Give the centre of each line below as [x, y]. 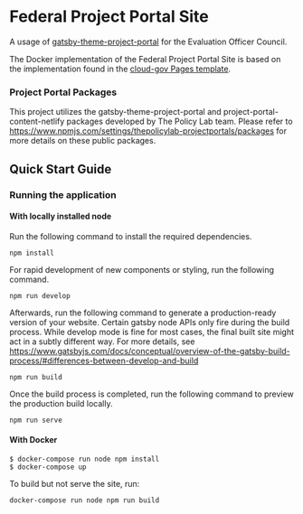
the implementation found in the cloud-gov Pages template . [120, 69]
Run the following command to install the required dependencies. [131, 236]
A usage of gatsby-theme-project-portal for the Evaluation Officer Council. [148, 42]
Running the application [63, 194]
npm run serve [36, 420]
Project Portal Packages [63, 92]
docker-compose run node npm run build [85, 500]
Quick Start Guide [61, 169]
